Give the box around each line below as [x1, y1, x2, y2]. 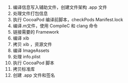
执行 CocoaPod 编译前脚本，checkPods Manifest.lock [12, 17, 124, 22]
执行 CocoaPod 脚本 [12, 60, 55, 66]
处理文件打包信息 [12, 10, 48, 16]
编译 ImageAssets [12, 47, 50, 53]
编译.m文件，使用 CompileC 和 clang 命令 [12, 23, 98, 29]
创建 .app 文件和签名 [12, 72, 55, 78]
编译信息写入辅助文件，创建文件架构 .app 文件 [12, 4, 107, 10]
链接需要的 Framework [12, 29, 59, 35]
